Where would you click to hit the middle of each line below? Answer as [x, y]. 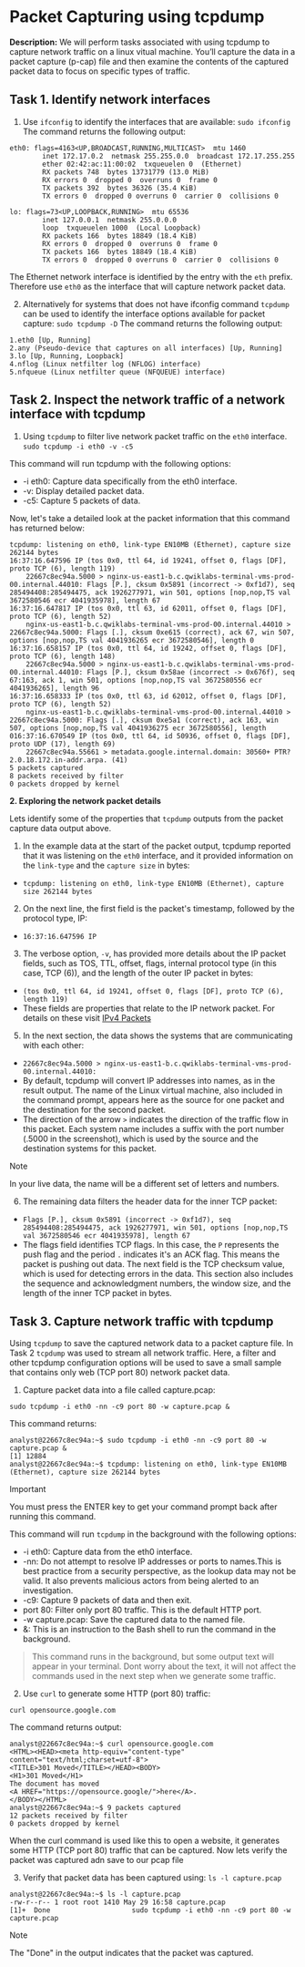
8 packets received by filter [67, 776]
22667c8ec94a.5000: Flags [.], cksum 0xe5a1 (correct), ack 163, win [144, 720]
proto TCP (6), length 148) [63, 656]
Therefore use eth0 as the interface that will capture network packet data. [148, 286]
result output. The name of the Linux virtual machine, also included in [152, 1090]
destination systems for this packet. [90, 1148]
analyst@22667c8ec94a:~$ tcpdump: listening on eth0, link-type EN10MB [148, 1465]
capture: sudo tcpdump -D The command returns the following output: [152, 323]
